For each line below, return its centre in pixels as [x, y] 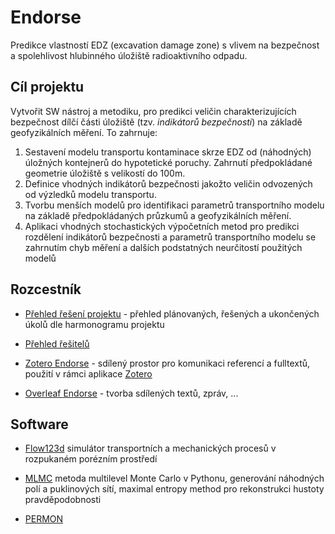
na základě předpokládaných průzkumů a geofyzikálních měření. [158, 215]
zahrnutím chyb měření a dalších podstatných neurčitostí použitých [163, 247]
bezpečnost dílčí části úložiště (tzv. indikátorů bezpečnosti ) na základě [156, 122]
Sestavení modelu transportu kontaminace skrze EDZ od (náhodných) [168, 152]
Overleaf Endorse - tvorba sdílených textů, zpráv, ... [131, 393]
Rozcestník [46, 289]
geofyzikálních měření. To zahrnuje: [84, 132]
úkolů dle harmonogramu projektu [94, 324]
